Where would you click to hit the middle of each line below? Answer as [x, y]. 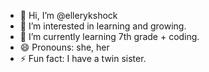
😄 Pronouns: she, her [64, 47]
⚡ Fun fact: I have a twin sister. [83, 58]
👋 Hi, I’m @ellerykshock [68, 15]
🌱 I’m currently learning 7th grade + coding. [109, 36]
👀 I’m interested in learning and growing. [103, 26]
